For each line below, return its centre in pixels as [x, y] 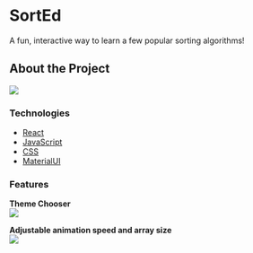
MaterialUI [41, 161]
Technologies [39, 113]
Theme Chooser [40, 204]
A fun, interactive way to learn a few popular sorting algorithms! [127, 40]
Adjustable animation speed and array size [91, 231]
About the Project [60, 69]
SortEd [35, 16]
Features [29, 184]
